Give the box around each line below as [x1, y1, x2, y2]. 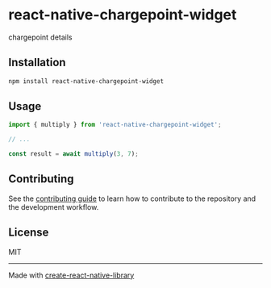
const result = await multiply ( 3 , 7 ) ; [8, 150, 139, 158]
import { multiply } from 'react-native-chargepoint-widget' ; [8, 121, 222, 129]
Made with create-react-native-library [8, 270, 135, 280]
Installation [8, 56, 66, 69]
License [8, 226, 49, 240]
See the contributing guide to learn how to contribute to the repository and [8, 194, 256, 203]
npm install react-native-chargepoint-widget [8, 77, 164, 86]
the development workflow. [8, 202, 99, 211]
